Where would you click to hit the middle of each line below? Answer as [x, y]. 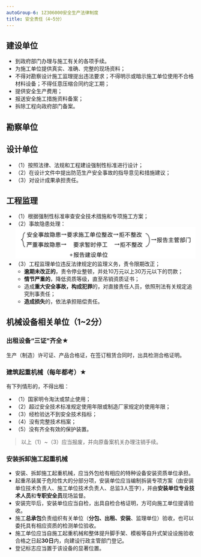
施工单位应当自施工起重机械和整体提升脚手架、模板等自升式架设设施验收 [104, 533]
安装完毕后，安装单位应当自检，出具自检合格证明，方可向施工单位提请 [102, 503]
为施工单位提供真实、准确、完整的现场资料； [70, 68]
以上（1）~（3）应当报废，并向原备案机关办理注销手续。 [91, 442]
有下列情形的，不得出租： [38, 386]
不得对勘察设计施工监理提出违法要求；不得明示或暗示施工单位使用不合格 [104, 76]
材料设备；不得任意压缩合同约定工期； [62, 84]
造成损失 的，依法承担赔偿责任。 [63, 301]
